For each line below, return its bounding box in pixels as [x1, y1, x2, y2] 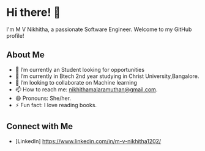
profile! [6, 32, 24, 39]
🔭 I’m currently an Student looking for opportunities [15, 66, 145, 73]
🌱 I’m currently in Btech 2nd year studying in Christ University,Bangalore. [15, 72, 199, 80]
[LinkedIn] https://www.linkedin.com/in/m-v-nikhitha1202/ [15, 137, 162, 145]
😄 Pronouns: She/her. [15, 94, 72, 102]
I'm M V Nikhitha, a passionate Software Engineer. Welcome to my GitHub [6, 26, 192, 33]
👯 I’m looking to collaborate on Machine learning [15, 79, 138, 86]
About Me [6, 50, 45, 60]
